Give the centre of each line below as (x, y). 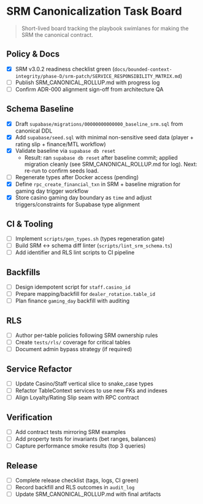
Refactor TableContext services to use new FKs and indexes (91, 390)
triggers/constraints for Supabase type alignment (77, 204)
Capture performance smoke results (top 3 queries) (80, 446)
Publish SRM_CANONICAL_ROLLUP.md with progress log (87, 82)
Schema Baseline (40, 109)
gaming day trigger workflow (52, 191)
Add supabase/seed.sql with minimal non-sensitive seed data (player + (105, 137)
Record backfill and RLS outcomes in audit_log (75, 487)
